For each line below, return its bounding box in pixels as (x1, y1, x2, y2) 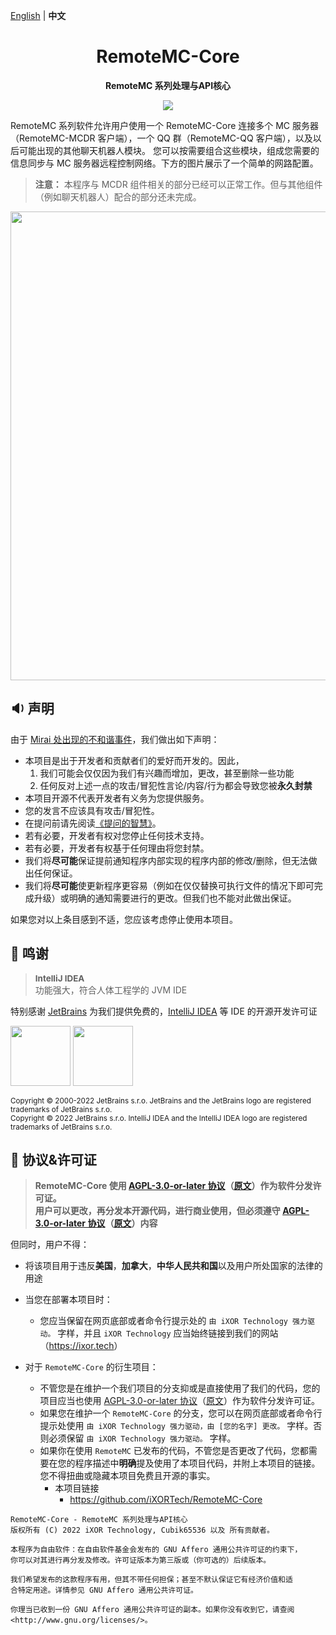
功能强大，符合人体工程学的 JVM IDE (34, 984, 188, 996)
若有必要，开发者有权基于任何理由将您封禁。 (24, 842, 210, 854)
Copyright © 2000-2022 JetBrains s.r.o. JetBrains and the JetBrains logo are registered (10, 1095, 312, 1106)
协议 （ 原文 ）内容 (87, 1217, 158, 1229)
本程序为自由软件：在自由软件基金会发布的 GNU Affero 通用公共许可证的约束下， (10, 1545, 303, 1555)
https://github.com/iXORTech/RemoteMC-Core (69, 1494, 263, 1506)
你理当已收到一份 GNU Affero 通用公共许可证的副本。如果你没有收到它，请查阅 (10, 1605, 295, 1615)
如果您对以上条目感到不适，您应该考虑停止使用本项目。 (10, 913, 238, 925)
